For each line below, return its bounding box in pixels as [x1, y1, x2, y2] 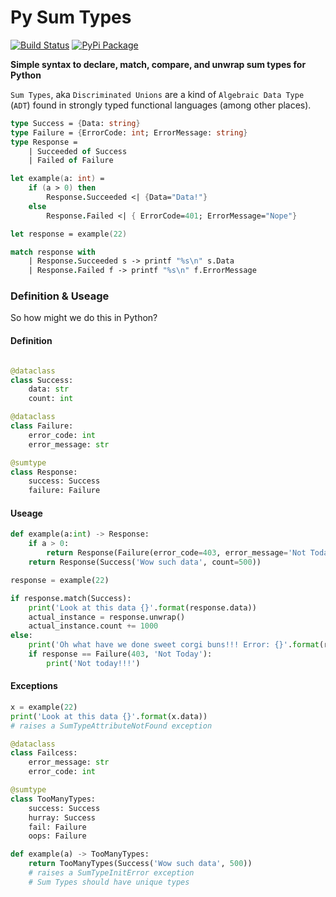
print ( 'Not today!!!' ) [46, 658, 141, 668]
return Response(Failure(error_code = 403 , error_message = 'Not [46, 548, 307, 558]
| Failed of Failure [28, 156, 114, 166]
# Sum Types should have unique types [28, 877, 190, 887]
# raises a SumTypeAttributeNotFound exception [10, 721, 213, 731]
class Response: [10, 467, 78, 477]
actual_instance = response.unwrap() [28, 612, 186, 622]
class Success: [10, 375, 74, 385]
